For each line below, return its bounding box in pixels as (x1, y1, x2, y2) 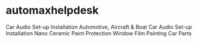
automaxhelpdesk (5, 4, 99, 17)
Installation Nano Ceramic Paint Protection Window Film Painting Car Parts (5, 29, 192, 36)
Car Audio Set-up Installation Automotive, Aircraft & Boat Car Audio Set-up (5, 23, 193, 30)
